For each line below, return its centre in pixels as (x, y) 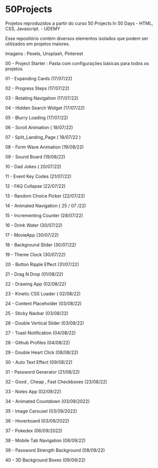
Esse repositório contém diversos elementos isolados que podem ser (77, 38)
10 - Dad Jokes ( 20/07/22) (33, 166)
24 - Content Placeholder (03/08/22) (44, 303)
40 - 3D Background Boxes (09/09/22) (45, 460)
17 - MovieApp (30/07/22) (32, 235)
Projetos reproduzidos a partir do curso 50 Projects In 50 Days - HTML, (79, 23)
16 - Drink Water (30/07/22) (34, 225)
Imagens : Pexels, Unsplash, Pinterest (44, 54)
